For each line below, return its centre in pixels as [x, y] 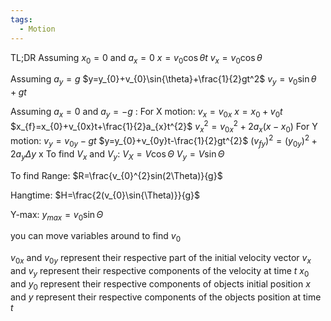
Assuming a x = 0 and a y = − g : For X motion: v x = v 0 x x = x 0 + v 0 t [146, 113]
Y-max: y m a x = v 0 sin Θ [57, 215]
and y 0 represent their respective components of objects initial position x [160, 284]
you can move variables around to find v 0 [95, 237]
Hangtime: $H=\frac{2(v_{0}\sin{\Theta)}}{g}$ [105, 195]
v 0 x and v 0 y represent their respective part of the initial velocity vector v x [161, 259]
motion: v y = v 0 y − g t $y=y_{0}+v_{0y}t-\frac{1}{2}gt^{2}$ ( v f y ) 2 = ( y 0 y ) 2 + [164, 141]
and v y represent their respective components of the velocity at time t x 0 [160, 271]
